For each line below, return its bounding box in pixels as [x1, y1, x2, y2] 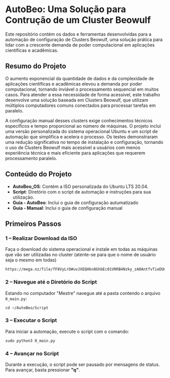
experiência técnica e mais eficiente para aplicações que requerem [5, 149, 146, 156]
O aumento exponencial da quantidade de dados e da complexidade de [5, 75, 154, 82]
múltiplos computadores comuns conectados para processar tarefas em [5, 102, 156, 108]
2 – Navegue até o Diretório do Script [5, 279, 97, 286]
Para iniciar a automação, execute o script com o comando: [5, 328, 130, 334]
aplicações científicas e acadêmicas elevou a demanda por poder [5, 81, 143, 87]
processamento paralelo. [5, 155, 57, 161]
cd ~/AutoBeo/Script [5, 305, 49, 310]
